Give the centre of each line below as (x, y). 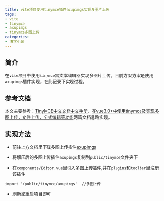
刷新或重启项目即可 (32, 194)
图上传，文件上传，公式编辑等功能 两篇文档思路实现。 (59, 117)
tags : (11, 14)
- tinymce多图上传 (23, 32)
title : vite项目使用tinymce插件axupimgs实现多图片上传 (57, 10)
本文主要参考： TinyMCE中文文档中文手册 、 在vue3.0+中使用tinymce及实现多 (82, 111)
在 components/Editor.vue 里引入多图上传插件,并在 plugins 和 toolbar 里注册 (85, 168)
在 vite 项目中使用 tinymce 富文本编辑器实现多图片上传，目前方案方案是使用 (79, 75)
